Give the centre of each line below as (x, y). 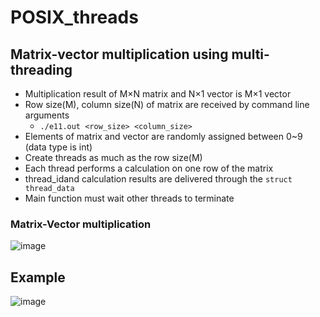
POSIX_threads (74, 17)
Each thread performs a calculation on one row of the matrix (149, 168)
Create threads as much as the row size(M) (113, 157)
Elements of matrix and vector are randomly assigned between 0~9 (163, 136)
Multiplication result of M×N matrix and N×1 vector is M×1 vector (158, 94)
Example (38, 277)
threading (41, 69)
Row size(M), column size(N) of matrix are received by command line (167, 104)
